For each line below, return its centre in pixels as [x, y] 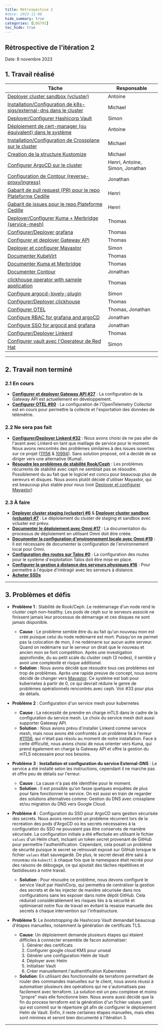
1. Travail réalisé [30, 74]
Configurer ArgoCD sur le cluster [45, 165]
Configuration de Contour [37, 176]
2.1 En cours [19, 384]
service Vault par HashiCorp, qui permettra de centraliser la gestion [87, 885]
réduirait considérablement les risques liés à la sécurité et [77, 900]
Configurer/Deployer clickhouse [44, 301]
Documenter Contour [32, 272]
